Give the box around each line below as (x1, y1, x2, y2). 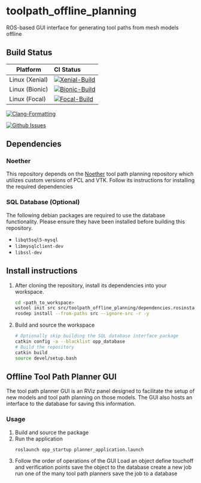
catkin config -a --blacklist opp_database (14, 339, 126, 344)
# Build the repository (14, 344, 75, 350)
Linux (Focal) (9, 94, 46, 103)
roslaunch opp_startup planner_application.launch (14, 447, 144, 453)
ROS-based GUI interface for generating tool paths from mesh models (6, 24, 179, 31)
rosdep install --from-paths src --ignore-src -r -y (14, 310, 150, 317)
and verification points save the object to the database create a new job (14, 463, 192, 470)
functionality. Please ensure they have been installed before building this (6, 218, 185, 225)
